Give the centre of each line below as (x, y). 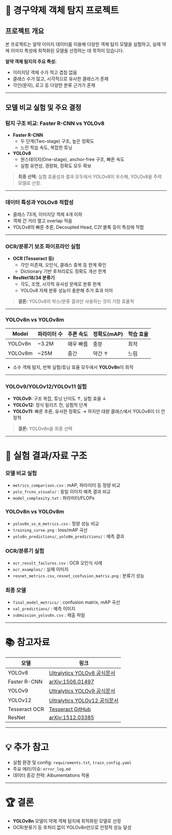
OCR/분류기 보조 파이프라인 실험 (43, 246)
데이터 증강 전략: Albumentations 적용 (51, 775)
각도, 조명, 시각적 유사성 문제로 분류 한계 (61, 284)
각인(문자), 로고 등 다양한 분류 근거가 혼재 (54, 85)
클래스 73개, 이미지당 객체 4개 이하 (48, 214)
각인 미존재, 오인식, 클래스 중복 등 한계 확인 (63, 265)
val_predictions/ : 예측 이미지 (44, 609)
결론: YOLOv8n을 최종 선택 (45, 428)
